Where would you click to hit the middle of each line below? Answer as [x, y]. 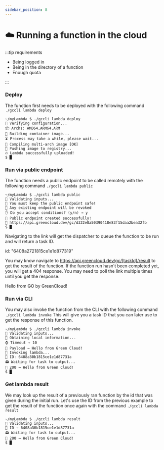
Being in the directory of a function [48, 67]
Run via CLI [19, 299]
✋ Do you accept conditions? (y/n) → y [46, 213]
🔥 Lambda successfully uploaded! [40, 153]
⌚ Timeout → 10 [21, 343]
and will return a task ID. [30, 242]
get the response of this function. [39, 320]
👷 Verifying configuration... [36, 123]
